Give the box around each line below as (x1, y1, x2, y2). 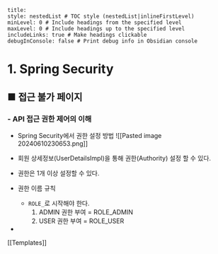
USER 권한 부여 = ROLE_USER (38, 217, 125, 225)
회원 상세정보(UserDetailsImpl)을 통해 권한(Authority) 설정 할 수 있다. (17, 154, 211, 162)
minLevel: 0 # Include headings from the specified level (7, 19, 182, 26)
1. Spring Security (7, 61, 114, 77)
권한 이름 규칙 (17, 184, 56, 192)
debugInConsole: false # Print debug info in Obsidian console (7, 37, 198, 45)
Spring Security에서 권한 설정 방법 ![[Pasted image (17, 131, 162, 139)
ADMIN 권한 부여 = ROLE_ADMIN (38, 207, 133, 216)
